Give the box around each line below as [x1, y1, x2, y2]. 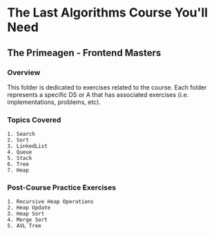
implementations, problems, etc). [7, 98, 101, 106]
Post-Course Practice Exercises [7, 183, 116, 192]
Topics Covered [7, 115, 61, 125]
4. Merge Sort [7, 216, 48, 223]
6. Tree [7, 161, 30, 168]
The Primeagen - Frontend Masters [7, 47, 162, 59]
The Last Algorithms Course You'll [7, 5, 208, 21]
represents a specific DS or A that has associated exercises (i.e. [7, 90, 189, 99]
